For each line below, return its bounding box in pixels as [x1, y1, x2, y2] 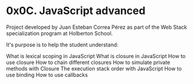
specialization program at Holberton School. [6, 29, 113, 36]
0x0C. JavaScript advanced [6, 4, 146, 18]
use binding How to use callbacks [6, 71, 88, 78]
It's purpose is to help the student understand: [6, 41, 119, 48]
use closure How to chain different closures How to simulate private [6, 59, 171, 66]
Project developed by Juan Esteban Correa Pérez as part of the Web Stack [6, 23, 187, 31]
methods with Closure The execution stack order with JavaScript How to [6, 65, 182, 72]
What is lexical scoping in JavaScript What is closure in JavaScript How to [6, 52, 186, 59]
